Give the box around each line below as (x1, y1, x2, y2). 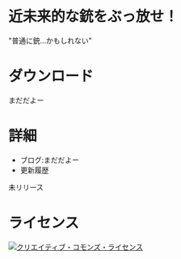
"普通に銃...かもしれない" (8, 36, 93, 45)
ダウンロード (8, 67, 95, 86)
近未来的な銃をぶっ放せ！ (8, 7, 179, 26)
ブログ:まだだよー (19, 155, 79, 164)
